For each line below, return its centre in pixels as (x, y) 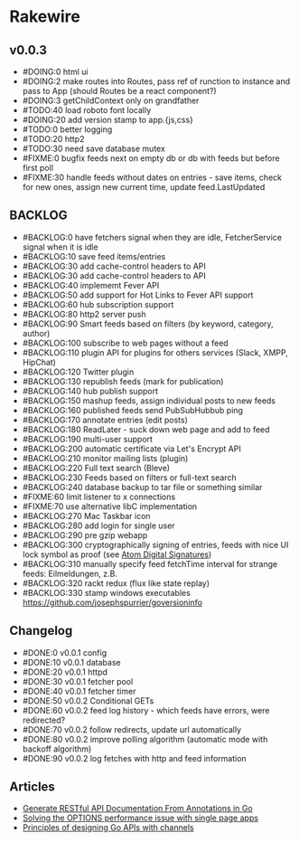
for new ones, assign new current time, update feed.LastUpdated (144, 187)
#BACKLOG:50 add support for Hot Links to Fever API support (138, 295)
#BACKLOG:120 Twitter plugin (78, 372)
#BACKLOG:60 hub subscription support (98, 304)
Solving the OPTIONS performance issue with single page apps (140, 818)
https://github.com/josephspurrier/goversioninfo (112, 602)
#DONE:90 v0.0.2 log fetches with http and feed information (134, 758)
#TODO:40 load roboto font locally (87, 110)
